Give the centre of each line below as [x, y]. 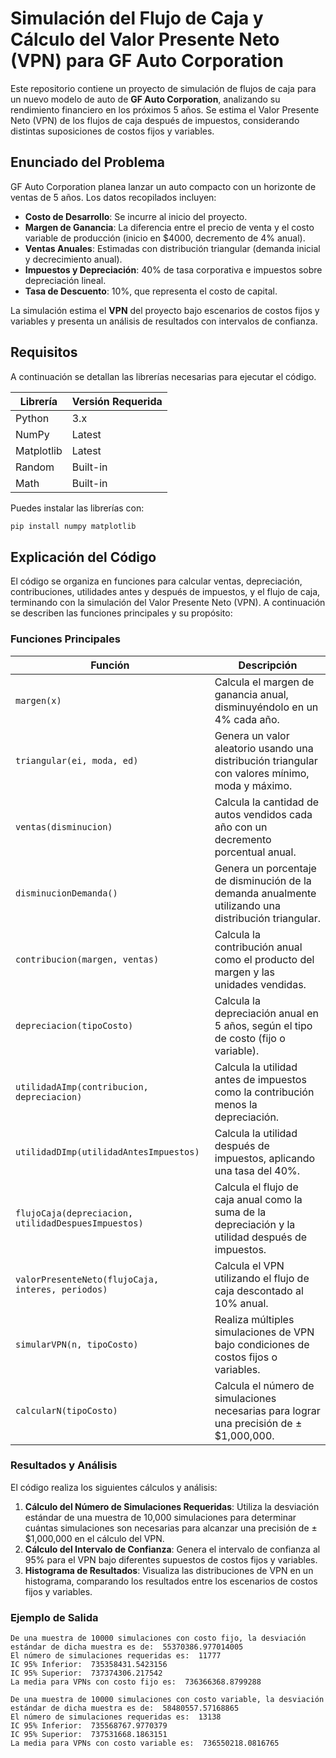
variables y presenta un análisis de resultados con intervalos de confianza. [164, 321]
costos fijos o [246, 1357]
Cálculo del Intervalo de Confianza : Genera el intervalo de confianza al [172, 1549]
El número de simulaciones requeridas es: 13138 [116, 1717]
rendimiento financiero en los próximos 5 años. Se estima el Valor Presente [165, 109]
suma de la [240, 1212]
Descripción [268, 665]
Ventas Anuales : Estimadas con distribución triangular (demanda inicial [172, 248]
